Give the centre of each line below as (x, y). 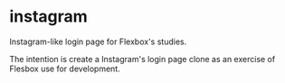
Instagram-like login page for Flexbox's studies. (98, 41)
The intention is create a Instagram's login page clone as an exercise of (142, 59)
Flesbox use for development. (65, 69)
